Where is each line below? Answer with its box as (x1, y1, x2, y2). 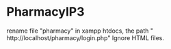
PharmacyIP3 (6, 4, 85, 20)
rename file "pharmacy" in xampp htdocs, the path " (6, 27, 153, 35)
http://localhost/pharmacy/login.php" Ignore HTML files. (6, 33, 165, 42)
